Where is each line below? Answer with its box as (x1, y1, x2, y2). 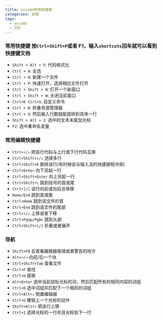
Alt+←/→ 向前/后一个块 (12, 254, 56, 260)
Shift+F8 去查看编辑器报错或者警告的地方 (12, 248, 96, 254)
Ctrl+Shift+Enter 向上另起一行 (12, 173, 75, 179)
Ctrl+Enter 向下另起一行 (12, 167, 62, 173)
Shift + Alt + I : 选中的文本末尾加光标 (12, 117, 91, 123)
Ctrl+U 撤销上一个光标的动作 (12, 297, 70, 303)
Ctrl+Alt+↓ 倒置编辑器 (12, 291, 57, 297)
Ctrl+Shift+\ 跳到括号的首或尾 (12, 180, 75, 186)
